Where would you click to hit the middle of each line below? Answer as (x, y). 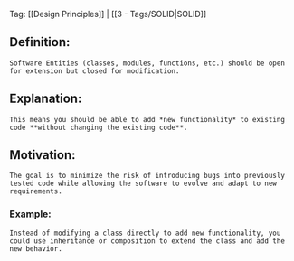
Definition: (40, 42)
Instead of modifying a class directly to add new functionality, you (145, 233)
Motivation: (43, 155)
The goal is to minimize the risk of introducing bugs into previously (147, 176)
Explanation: (46, 99)
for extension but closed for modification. (95, 71)
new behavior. (36, 248)
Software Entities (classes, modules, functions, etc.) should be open (147, 63)
